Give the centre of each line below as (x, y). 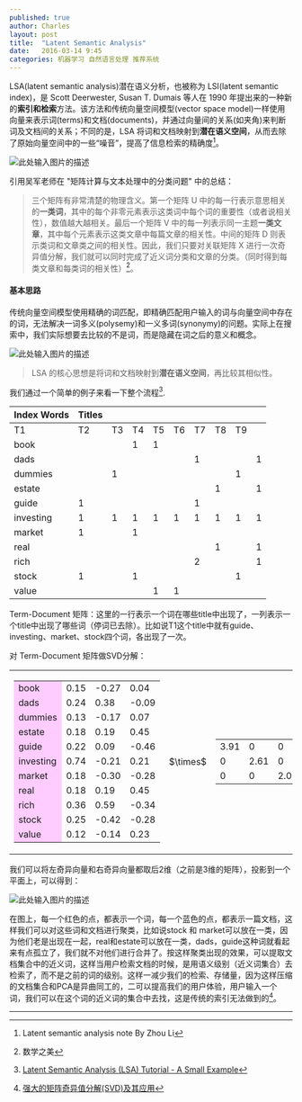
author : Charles (40, 26)
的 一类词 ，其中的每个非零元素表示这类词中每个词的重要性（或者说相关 (161, 211)
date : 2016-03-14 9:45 (56, 51)
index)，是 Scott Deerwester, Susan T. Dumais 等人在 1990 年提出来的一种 (147, 97)
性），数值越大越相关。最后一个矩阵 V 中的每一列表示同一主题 (145, 222)
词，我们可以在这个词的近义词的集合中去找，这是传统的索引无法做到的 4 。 (145, 997)
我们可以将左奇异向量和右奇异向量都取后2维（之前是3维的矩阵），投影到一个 (150, 870)
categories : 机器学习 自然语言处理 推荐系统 (84, 59)
